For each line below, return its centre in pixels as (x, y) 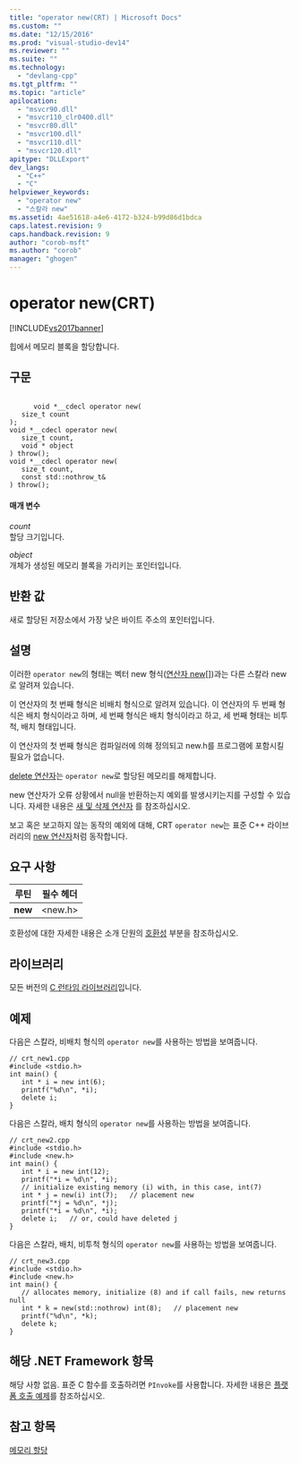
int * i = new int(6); (63, 1083)
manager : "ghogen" (43, 259)
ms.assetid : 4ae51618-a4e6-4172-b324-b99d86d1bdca (106, 217)
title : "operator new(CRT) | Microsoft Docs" (95, 17)
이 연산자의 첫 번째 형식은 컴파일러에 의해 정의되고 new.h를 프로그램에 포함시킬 (147, 745)
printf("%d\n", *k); (60, 1316)
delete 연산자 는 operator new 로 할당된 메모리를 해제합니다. (113, 775)
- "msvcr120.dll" (50, 150)
